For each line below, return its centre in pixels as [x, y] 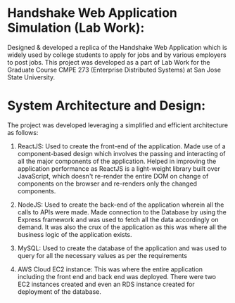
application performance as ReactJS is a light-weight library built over [119, 168]
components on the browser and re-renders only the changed [107, 183]
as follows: [23, 132]
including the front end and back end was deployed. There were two [117, 276]
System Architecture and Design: [107, 106]
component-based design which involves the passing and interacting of [122, 153]
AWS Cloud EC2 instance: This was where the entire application [110, 269]
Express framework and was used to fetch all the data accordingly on [118, 219]
